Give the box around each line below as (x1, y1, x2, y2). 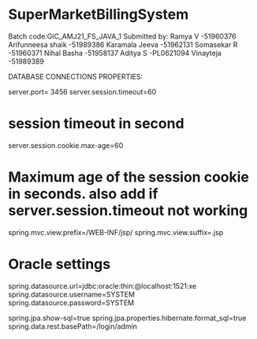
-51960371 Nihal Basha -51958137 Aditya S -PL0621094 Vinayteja (8, 48, 222, 57)
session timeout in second (8, 115, 184, 133)
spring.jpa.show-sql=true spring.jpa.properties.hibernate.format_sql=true (8, 313, 247, 322)
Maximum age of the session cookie (8, 168, 250, 186)
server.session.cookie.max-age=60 (8, 140, 124, 150)
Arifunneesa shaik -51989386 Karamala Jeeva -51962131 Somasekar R (8, 39, 238, 49)
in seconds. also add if (8, 185, 158, 203)
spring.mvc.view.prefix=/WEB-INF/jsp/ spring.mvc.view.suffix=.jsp (8, 227, 224, 237)
